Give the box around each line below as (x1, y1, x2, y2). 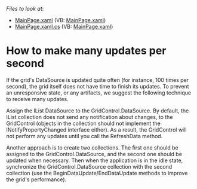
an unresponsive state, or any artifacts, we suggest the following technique (6, 89, 192, 96)
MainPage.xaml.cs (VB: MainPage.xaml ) (14, 23, 113, 30)
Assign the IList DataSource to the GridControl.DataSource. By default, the (6, 107, 189, 114)
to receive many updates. (6, 95, 69, 102)
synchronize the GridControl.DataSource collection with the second (6, 163, 173, 170)
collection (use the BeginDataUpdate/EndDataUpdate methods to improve (6, 169, 188, 176)
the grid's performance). (6, 176, 67, 183)
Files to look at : (6, 5, 44, 12)
